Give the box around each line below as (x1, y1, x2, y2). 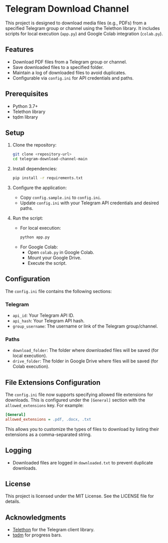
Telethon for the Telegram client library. (12, 527, 95, 533)
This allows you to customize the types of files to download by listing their (5, 426, 159, 432)
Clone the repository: (12, 142, 57, 148)
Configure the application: (12, 185, 67, 191)
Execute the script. (27, 260, 67, 266)
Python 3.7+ (12, 103, 38, 109)
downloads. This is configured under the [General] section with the (5, 397, 145, 403)
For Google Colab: (20, 244, 58, 250)
